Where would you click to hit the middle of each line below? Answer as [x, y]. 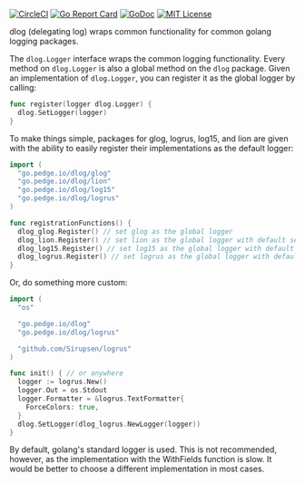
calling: [23, 87]
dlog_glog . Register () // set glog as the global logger [125, 231]
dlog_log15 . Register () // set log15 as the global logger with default [156, 248]
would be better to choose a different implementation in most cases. [137, 469]
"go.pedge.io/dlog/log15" [67, 190]
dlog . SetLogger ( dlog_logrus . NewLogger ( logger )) [109, 424]
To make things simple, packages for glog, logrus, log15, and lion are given [149, 138]
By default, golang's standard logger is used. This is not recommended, [143, 449]
